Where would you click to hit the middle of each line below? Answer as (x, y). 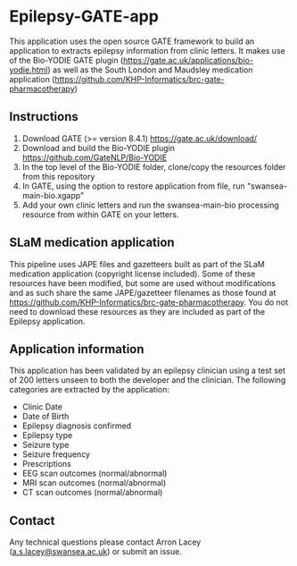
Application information (77, 349)
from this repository (58, 176)
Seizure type (45, 445)
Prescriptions (46, 464)
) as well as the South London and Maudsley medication (150, 70)
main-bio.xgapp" (53, 195)
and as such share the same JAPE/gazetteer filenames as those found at (143, 292)
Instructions (44, 117)
